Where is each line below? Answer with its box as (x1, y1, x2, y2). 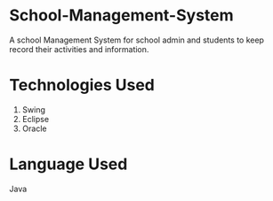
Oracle (21, 123, 47, 134)
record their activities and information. (9, 43, 149, 54)
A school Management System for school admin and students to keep (9, 35, 265, 45)
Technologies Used (9, 75, 156, 96)
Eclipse (21, 113, 50, 124)
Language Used (9, 154, 128, 174)
